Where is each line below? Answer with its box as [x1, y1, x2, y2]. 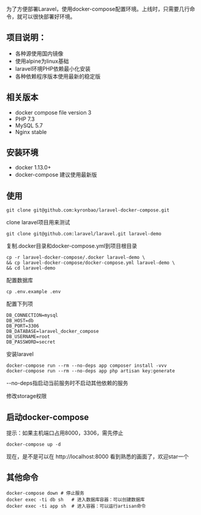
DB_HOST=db [6, 318, 34, 324]
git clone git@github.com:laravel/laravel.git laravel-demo [6, 231, 162, 237]
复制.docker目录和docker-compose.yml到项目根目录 [6, 243, 138, 250]
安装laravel [6, 350, 34, 358]
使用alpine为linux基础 [15, 57, 69, 65]
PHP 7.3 [15, 115, 35, 123]
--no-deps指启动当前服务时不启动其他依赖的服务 [6, 380, 129, 387]
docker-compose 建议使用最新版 [15, 171, 97, 179]
